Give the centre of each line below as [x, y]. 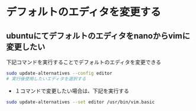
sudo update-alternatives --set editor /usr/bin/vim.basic [81, 102]
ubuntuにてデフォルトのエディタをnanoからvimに [98, 36]
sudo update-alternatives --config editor [59, 73]
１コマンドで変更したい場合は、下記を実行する [72, 91]
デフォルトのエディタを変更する [84, 12]
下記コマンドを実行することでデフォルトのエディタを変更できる [84, 62]
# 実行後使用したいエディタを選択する [46, 79]
